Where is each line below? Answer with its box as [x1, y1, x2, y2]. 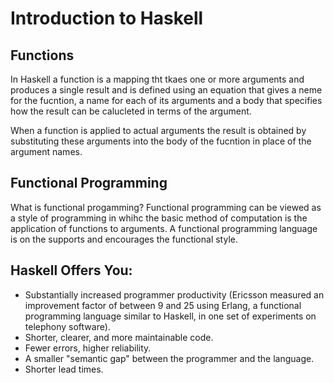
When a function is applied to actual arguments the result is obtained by [10, 125, 307, 136]
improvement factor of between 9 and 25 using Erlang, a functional [24, 299, 302, 311]
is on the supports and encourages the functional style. [10, 233, 238, 245]
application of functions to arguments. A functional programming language [10, 222, 318, 234]
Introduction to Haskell [10, 7, 204, 30]
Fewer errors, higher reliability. [24, 342, 152, 354]
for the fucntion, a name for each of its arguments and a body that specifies [10, 95, 323, 106]
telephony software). [24, 320, 111, 332]
